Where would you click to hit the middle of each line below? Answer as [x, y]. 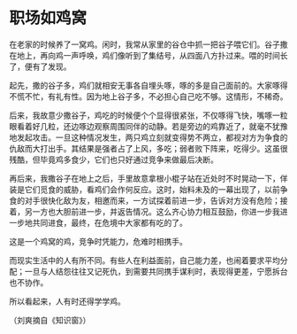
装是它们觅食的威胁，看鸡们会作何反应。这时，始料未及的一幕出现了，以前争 [148, 189]
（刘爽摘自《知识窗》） [50, 320]
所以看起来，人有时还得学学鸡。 [67, 301]
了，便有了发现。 [40, 66]
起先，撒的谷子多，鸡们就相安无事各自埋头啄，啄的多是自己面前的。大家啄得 [148, 85]
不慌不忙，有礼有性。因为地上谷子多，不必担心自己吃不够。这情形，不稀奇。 [148, 96]
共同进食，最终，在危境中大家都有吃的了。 [110, 222]
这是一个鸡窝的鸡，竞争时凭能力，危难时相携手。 [98, 241]
